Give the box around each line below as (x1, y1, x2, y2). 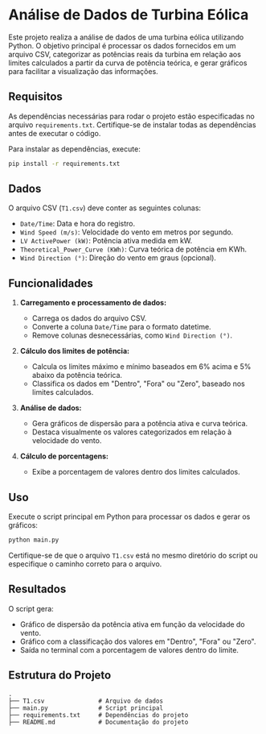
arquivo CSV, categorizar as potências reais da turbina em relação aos (8, 49, 241, 59)
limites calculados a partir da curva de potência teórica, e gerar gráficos (8, 58, 248, 68)
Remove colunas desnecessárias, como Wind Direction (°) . (31, 330, 233, 340)
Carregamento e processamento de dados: (19, 298, 167, 308)
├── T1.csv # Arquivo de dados (8, 697, 163, 705)
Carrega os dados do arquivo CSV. (31, 313, 147, 323)
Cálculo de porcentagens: (19, 451, 109, 461)
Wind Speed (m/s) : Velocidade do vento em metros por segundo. (19, 227, 234, 237)
